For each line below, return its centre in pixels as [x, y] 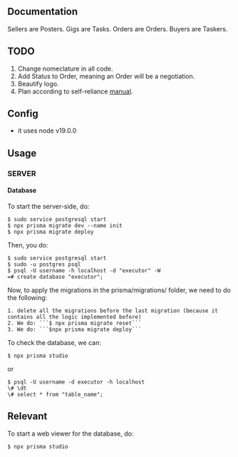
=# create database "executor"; [55, 277]
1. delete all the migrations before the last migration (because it [113, 310]
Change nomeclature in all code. [65, 68]
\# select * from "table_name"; [55, 394]
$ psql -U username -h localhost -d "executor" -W [84, 270]
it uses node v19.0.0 [47, 130]
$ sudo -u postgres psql [44, 264]
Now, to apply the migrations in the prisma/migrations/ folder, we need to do [119, 290]
